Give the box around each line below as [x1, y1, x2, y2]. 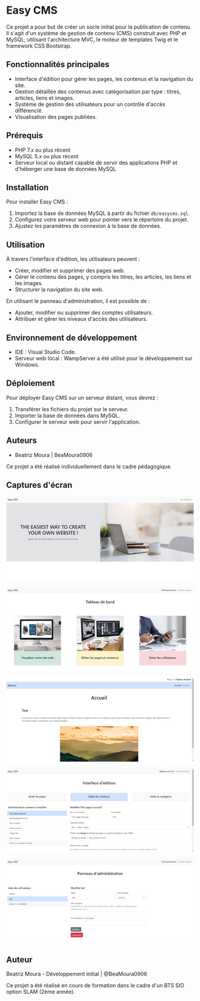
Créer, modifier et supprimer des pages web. [14, 267, 125, 274]
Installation [6, 182, 49, 192]
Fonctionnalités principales [6, 60, 110, 70]
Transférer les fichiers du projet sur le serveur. [14, 405, 129, 412]
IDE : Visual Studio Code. [14, 349, 76, 355]
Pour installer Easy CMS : [6, 198, 68, 205]
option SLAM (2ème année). [6, 989, 76, 996]
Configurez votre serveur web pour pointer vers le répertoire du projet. [14, 216, 189, 223]
